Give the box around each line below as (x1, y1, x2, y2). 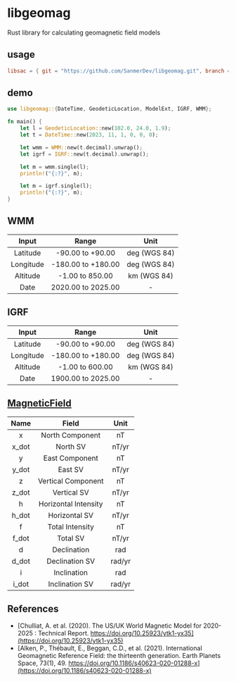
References (7, 602, 59, 614)
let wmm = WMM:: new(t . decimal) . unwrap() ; (20, 144, 143, 151)
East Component (43, 453, 98, 463)
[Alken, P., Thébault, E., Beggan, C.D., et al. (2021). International (17, 644, 202, 652)
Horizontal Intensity (38, 499, 103, 509)
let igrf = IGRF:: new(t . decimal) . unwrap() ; (20, 150, 150, 158)
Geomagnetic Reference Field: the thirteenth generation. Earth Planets (17, 652, 221, 660)
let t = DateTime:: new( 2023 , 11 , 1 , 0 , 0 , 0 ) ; (20, 132, 159, 139)
